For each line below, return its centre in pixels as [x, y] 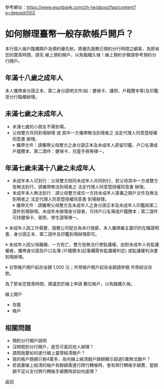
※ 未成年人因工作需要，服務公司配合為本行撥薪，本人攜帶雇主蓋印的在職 [78, 228]
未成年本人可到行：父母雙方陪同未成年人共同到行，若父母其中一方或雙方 [85, 181]
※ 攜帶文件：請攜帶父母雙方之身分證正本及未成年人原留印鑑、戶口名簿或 [85, 145]
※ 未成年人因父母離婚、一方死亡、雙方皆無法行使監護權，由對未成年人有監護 [82, 245]
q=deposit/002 [20, 13]
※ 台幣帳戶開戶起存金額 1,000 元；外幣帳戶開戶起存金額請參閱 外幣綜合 [77, 267]
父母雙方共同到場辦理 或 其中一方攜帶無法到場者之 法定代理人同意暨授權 [85, 133]
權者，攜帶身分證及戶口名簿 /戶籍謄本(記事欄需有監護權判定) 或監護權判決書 [82, 251]
